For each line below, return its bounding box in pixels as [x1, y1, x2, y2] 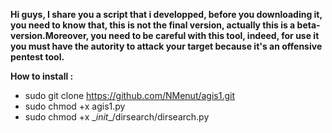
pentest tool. [10, 51, 65, 63]
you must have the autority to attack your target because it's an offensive [10, 40, 323, 52]
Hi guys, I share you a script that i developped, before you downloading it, [10, 9, 323, 20]
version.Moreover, [10, 30, 90, 41]
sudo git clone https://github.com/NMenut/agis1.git [24, 90, 236, 101]
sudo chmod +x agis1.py [24, 100, 126, 112]
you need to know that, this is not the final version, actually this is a [10, 19, 296, 31]
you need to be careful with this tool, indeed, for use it [90, 30, 320, 41]
